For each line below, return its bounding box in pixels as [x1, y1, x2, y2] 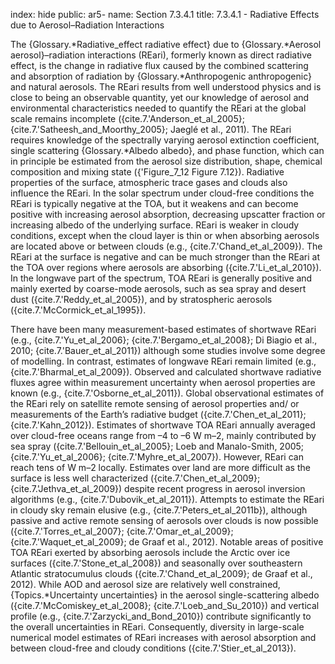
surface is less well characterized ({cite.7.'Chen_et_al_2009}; [10, 472, 261, 484]
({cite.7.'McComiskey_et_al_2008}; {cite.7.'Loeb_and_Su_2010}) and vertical [10, 600, 320, 611]
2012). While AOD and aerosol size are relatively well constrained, [10, 579, 281, 590]
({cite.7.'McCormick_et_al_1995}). [10, 304, 147, 316]
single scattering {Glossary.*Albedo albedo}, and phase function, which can [10, 145, 325, 156]
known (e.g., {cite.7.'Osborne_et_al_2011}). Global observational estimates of [10, 387, 325, 399]
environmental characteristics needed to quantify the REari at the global [10, 102, 307, 114]
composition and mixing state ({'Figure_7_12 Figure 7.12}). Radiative [10, 166, 285, 178]
